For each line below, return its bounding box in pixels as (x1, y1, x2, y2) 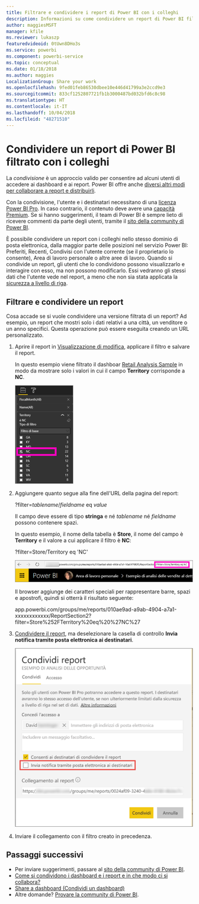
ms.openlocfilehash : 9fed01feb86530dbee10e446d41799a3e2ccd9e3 (6, 85, 166, 91)
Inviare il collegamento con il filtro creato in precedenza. (14, 832, 152, 840)
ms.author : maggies (6, 72, 54, 78)
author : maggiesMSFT (6, 22, 57, 28)
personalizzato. (6, 331, 44, 339)
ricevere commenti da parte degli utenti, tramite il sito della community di (6, 217, 184, 225)
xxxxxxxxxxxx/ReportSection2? (14, 612, 92, 619)
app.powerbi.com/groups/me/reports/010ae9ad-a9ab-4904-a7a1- (14, 606, 177, 613)
